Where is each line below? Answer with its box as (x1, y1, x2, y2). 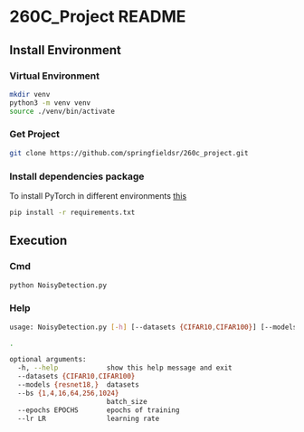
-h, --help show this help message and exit (17, 363, 233, 372)
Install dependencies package (9, 170, 145, 183)
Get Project (9, 128, 61, 141)
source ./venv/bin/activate (9, 107, 116, 116)
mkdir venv (9, 89, 51, 99)
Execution (9, 233, 68, 249)
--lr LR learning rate (17, 414, 160, 423)
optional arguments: (9, 355, 88, 364)
